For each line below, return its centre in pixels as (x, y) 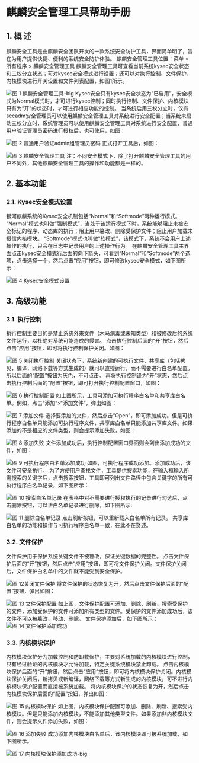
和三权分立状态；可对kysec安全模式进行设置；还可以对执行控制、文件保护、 (99, 74)
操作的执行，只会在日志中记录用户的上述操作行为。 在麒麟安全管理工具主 (95, 245)
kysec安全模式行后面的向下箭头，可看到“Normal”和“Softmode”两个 (103, 253)
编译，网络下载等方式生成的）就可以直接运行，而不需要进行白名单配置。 (105, 368)
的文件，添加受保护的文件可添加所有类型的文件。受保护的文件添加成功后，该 (99, 611)
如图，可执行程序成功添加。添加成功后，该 (139, 463)
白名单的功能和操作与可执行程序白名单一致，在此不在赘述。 (79, 525)
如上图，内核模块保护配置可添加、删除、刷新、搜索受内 (125, 706)
